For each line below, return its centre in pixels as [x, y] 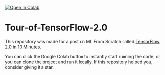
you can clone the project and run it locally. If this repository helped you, [79, 62]
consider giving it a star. [30, 67]
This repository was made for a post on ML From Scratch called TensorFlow [82, 41]
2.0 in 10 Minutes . [23, 47]
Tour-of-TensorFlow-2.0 [56, 28]
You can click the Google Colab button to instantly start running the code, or [83, 56]
